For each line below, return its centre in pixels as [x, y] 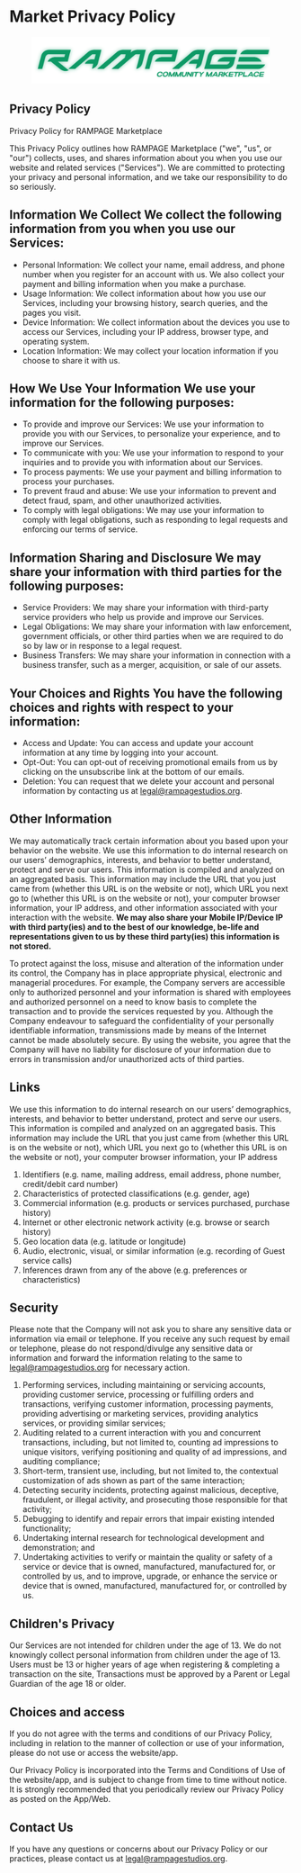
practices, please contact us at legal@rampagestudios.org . [119, 1858]
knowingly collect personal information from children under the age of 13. [145, 1655]
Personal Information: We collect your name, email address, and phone [154, 265]
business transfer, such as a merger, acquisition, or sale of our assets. [152, 665]
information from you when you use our [123, 229]
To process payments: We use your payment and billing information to [152, 472]
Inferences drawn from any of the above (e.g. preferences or [135, 1270]
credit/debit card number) [70, 1184]
